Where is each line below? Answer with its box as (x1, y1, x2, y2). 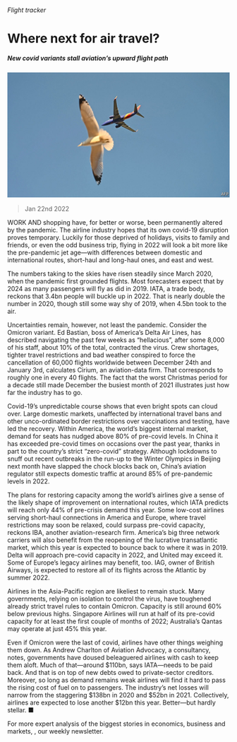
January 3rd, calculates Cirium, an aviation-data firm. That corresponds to (7, 366, 224, 375)
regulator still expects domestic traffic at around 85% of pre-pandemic (7, 470, 213, 478)
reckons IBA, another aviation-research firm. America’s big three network (7, 529, 220, 537)
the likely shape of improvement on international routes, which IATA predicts (7, 498, 229, 507)
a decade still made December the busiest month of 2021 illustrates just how (7, 381, 230, 389)
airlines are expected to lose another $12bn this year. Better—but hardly (7, 698, 217, 707)
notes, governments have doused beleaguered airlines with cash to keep (7, 654, 219, 662)
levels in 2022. (7, 477, 50, 485)
